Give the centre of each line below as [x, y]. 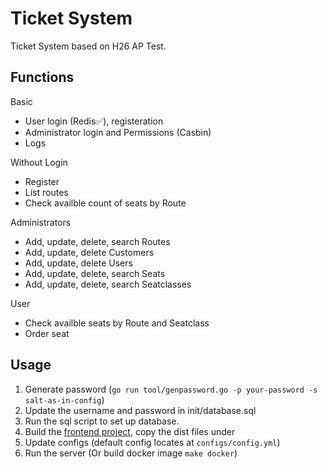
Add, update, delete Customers [89, 252]
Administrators [41, 222]
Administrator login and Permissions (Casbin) [118, 132]
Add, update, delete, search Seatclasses [108, 284]
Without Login [39, 162]
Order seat [47, 333]
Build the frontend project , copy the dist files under [130, 431]
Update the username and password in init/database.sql [140, 410]
